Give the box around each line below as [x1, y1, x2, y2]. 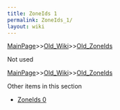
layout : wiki [7, 23, 45, 30]
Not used [7, 55, 33, 64]
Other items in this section [7, 82, 82, 91]
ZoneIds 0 [17, 95, 46, 104]
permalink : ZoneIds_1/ [7, 17, 73, 24]
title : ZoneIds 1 [7, 10, 58, 17]
